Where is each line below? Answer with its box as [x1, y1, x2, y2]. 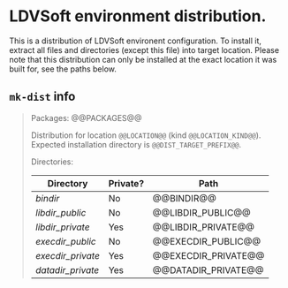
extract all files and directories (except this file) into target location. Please [9, 44, 280, 55]
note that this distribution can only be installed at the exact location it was [9, 54, 277, 64]
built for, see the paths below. [9, 64, 117, 74]
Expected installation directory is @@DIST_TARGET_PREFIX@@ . [30, 139, 242, 149]
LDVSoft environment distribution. [9, 6, 267, 27]
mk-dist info [9, 89, 76, 104]
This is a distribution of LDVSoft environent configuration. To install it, [9, 35, 262, 46]
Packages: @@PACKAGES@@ [30, 112, 143, 123]
